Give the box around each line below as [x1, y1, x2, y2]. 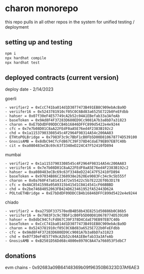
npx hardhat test [5, 60, 40, 65]
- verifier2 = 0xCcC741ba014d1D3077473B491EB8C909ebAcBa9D [5, 105, 127, 110]
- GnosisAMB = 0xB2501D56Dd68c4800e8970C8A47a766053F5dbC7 [5, 239, 127, 243]
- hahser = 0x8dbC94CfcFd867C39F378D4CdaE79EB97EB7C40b [5, 217, 120, 222]
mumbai [5, 152, 21, 158]
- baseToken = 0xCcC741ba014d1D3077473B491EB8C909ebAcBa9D [5, 222, 127, 226]
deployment [5, 24, 29, 30]
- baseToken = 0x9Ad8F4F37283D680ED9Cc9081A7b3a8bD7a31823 [5, 118, 127, 123]
